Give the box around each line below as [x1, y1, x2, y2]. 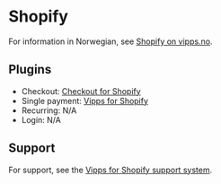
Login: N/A [21, 114, 62, 125]
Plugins [8, 62, 52, 77]
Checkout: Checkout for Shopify [21, 85, 141, 96]
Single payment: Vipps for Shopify [21, 95, 149, 106]
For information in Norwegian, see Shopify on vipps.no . [8, 36, 213, 47]
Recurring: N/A [21, 105, 77, 116]
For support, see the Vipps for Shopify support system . [8, 164, 213, 175]
